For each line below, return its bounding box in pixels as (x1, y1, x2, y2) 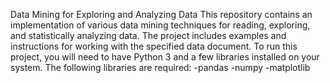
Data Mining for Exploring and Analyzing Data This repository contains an (10, 9, 313, 20)
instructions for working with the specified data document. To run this (10, 40, 298, 52)
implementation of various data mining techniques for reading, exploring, (10, 19, 311, 31)
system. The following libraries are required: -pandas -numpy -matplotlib (10, 62, 311, 73)
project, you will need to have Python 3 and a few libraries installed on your (10, 51, 320, 63)
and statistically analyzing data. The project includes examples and (10, 30, 287, 41)
